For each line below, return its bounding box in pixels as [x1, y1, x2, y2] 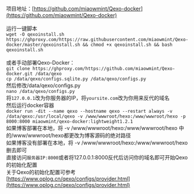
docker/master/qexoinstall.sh [6, 42, 81, 48]
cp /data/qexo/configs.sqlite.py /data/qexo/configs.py [6, 76, 146, 82]
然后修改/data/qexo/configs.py [6, 82, 81, 89]
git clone [6, 66, 31, 72]
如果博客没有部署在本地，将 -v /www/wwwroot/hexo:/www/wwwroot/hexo [6, 139, 188, 146]
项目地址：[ [6, 5, 34, 12]
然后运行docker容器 [6, 102, 54, 109]
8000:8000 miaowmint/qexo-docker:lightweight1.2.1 [6, 119, 133, 125]
